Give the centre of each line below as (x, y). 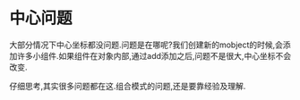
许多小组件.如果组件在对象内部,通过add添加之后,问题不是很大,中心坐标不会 (154, 55)
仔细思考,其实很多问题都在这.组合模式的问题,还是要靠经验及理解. (128, 86)
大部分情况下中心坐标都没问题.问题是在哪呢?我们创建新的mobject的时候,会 (146, 45)
